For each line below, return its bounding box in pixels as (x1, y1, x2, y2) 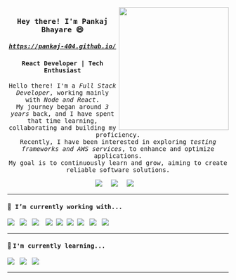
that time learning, (27, 116, 98, 125)
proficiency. (96, 131, 140, 139)
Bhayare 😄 (41, 25, 84, 34)
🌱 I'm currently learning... (7, 241, 106, 250)
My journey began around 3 (16, 102, 109, 111)
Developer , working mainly (16, 88, 109, 97)
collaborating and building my (8, 124, 117, 132)
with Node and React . (25, 95, 100, 104)
